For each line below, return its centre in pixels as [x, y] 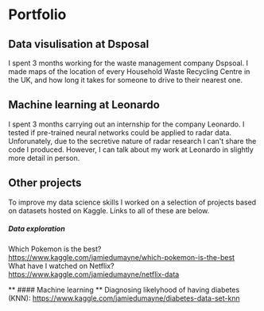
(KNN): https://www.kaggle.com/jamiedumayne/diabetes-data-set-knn [124, 298]
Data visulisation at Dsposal [79, 44]
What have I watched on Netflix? [61, 266]
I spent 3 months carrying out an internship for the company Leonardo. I [126, 124]
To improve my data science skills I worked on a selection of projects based [132, 202]
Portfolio [37, 15]
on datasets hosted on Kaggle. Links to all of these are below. [109, 210]
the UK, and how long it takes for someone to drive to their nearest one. [126, 80]
